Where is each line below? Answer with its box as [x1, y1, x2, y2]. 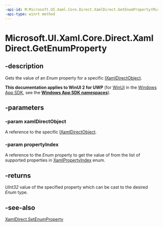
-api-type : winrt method [5, 12, 55, 16]
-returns [5, 171, 31, 179]
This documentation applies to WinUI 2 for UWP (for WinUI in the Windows [5, 84, 157, 90]
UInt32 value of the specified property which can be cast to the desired [5, 184, 148, 190]
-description [5, 62, 44, 70]
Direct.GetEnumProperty [5, 43, 107, 54]
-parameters [5, 103, 44, 112]
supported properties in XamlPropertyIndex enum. [5, 157, 105, 163]
